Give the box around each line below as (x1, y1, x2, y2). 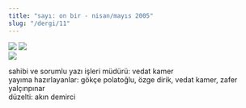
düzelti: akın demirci (8, 92, 76, 102)
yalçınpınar (8, 83, 46, 93)
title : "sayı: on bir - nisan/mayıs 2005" (8, 11, 154, 20)
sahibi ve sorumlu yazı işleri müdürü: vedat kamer (8, 66, 174, 76)
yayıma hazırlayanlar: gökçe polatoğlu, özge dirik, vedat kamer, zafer (8, 74, 238, 85)
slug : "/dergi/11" (8, 19, 70, 27)
